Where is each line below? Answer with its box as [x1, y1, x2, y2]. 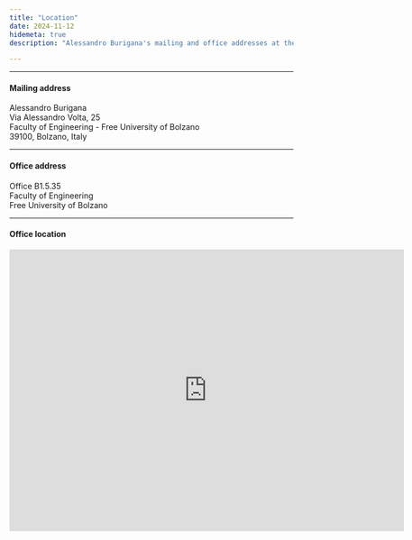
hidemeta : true [9, 30, 67, 39]
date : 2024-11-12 [9, 22, 75, 31]
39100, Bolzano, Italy [9, 132, 87, 142]
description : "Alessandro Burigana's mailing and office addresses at [9, 38, 280, 48]
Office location [9, 229, 67, 240]
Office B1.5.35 [9, 180, 61, 191]
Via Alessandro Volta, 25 [9, 112, 101, 123]
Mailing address [9, 82, 71, 93]
